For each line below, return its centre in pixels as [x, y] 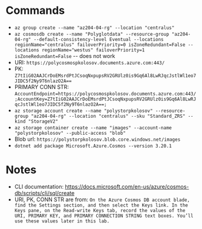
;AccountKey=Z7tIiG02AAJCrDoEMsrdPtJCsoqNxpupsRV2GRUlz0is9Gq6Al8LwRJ [105, 99]
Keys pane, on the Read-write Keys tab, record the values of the [100, 210]
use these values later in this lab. [62, 221]
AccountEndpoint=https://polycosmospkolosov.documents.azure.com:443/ [105, 94]
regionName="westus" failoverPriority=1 [93, 50]
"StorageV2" [43, 121]
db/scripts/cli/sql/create [44, 193]
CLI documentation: [39, 186]
